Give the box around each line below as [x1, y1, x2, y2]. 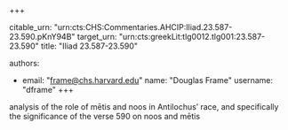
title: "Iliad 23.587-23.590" [40, 41, 139, 51]
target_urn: [76, 32, 117, 42]
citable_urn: [9, 22, 52, 32]
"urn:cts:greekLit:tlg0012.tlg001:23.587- [118, 32, 266, 42]
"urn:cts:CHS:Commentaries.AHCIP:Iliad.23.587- [53, 22, 233, 32]
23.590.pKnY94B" [9, 32, 76, 42]
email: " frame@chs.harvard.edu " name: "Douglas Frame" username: [21, 75, 274, 85]
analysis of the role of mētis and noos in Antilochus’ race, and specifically [9, 102, 279, 111]
